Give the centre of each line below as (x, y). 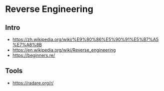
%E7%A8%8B (27, 45)
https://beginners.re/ (34, 55)
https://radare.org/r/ (33, 83)
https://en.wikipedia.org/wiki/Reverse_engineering (64, 50)
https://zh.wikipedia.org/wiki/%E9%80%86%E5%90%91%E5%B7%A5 (85, 39)
